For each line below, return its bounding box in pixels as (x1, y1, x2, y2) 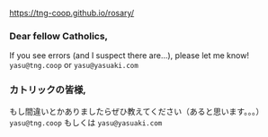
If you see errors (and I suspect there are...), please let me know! (9, 50, 250, 61)
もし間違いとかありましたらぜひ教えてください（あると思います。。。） (9, 106, 264, 116)
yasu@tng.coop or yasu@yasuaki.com (9, 60, 139, 71)
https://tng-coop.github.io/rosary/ (9, 8, 135, 18)
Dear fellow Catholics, (9, 30, 109, 42)
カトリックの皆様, (9, 84, 87, 97)
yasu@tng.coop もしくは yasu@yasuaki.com (9, 116, 163, 128)
